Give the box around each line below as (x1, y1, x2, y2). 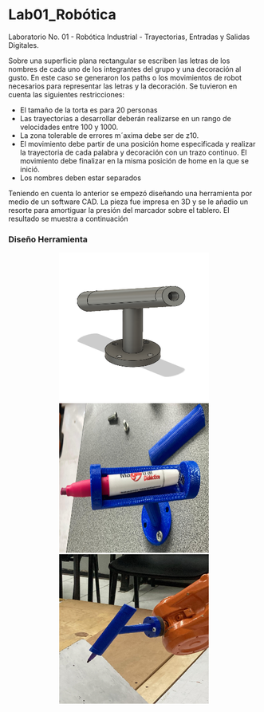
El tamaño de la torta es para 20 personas (19, 105, 158, 115)
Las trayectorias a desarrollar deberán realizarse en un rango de (19, 113, 231, 123)
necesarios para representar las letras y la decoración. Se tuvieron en (8, 81, 238, 91)
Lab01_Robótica (8, 6, 117, 24)
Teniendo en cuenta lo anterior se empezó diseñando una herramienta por (8, 188, 253, 198)
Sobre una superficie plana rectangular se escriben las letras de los (8, 56, 231, 65)
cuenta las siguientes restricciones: (8, 89, 125, 99)
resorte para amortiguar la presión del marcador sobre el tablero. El (8, 205, 230, 214)
